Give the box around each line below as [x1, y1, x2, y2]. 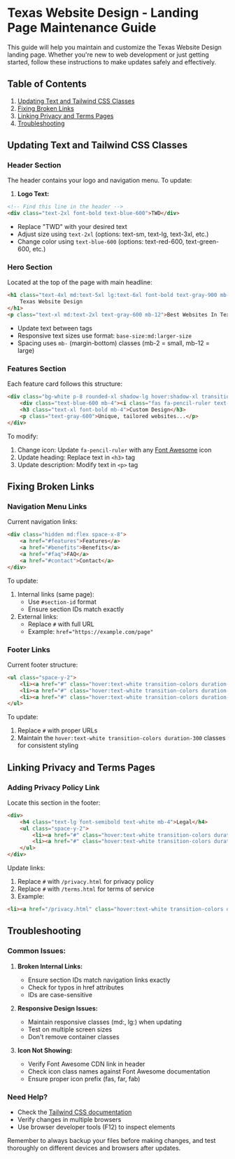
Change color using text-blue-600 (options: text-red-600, [17, 237, 185, 246]
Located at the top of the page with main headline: [7, 278, 152, 286]
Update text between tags [17, 324, 93, 332]
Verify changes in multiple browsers [17, 1115, 122, 1123]
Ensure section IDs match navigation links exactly [27, 976, 171, 984]
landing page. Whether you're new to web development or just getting [7, 50, 209, 59]
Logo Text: [17, 190, 50, 198]
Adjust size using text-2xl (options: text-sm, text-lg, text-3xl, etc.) [17, 230, 209, 239]
